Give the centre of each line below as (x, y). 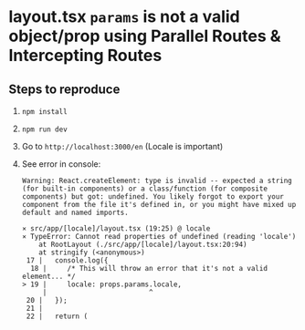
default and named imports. (75, 212)
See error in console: (61, 164)
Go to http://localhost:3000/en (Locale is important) (122, 146)
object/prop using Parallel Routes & (145, 36)
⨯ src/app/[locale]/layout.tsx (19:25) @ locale (116, 229)
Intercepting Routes (85, 56)
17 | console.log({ (67, 261)
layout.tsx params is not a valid (125, 17)
